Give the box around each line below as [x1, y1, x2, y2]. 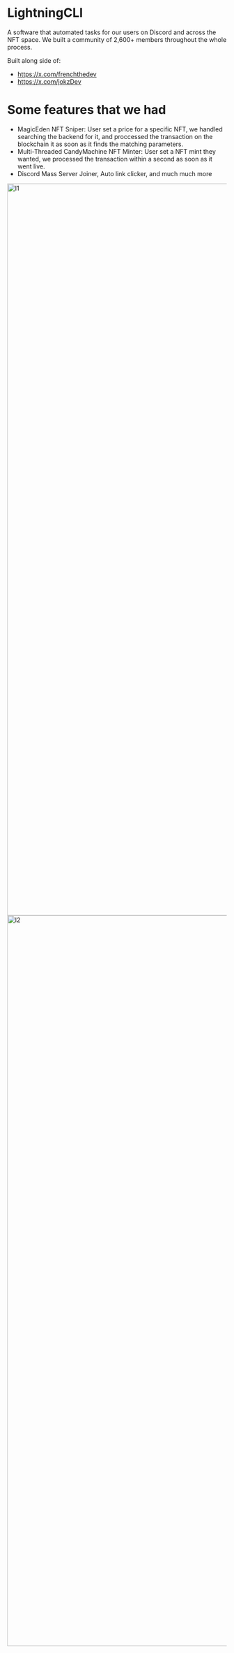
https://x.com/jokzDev [17, 77, 81, 85]
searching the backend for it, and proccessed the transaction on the [17, 132, 213, 140]
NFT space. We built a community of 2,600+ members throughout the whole [7, 35, 227, 43]
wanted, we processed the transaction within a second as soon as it [17, 154, 212, 163]
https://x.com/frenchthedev [17, 70, 97, 78]
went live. [17, 162, 45, 171]
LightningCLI [7, 5, 84, 21]
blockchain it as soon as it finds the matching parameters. [17, 140, 183, 148]
